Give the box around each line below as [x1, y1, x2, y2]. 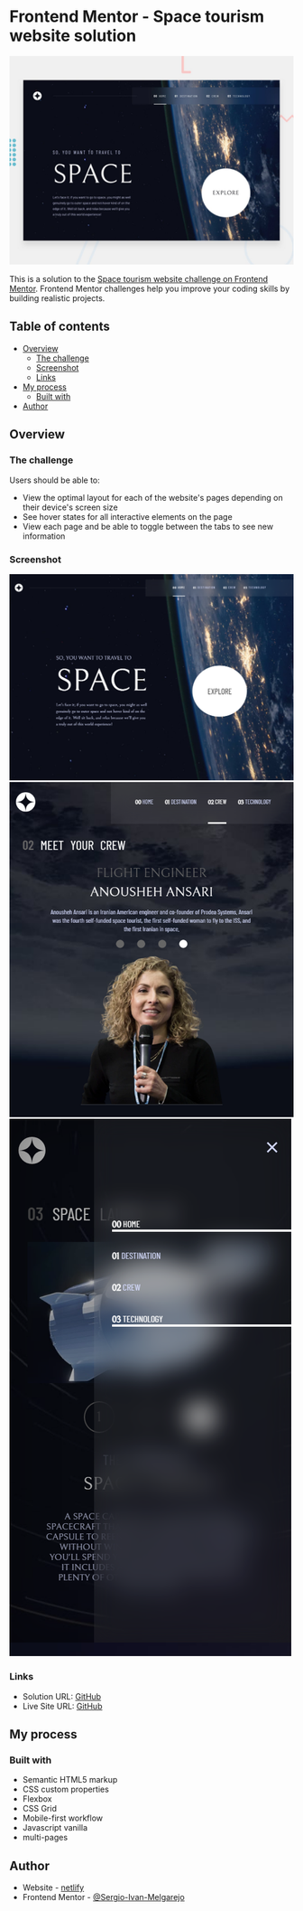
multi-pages [22, 1832, 69, 1843]
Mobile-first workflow [22, 1812, 104, 1823]
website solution [9, 25, 137, 46]
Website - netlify [22, 1882, 85, 1893]
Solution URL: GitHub [22, 1690, 102, 1701]
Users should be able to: [9, 475, 101, 485]
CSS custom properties [22, 1784, 110, 1795]
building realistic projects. [9, 293, 106, 304]
